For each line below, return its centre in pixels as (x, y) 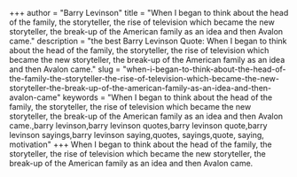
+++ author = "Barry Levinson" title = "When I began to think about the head (149, 13)
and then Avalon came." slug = (65, 69)
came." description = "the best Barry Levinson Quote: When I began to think (148, 41)
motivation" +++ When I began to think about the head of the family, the (141, 144)
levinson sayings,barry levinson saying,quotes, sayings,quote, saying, (137, 135)
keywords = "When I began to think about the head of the (168, 97)
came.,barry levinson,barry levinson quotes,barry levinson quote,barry (138, 126)
